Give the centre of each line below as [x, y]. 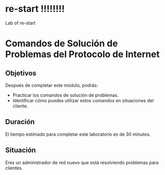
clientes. [14, 168]
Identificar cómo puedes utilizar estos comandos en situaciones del [83, 100]
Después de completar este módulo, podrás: [52, 85]
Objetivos [21, 73]
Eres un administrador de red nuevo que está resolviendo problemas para [82, 162]
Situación [21, 150]
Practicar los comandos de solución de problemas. [66, 95]
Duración [20, 122]
